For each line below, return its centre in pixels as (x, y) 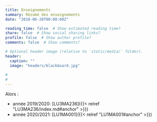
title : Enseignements (28, 10)
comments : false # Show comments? (43, 43)
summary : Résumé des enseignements (43, 15)
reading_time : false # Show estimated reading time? (63, 28)
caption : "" (22, 61)
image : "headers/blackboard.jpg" (45, 66)
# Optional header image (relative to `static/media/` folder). (74, 51)
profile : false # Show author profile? (48, 38)
